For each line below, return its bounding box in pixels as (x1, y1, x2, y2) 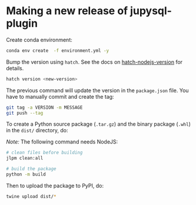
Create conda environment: (6, 36, 72, 43)
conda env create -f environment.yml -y (6, 47, 109, 54)
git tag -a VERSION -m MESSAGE (6, 105, 83, 110)
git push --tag (6, 110, 44, 116)
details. (6, 64, 24, 71)
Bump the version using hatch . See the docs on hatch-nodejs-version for (6, 58, 183, 66)
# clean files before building (6, 149, 83, 156)
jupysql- (130, 4, 172, 18)
